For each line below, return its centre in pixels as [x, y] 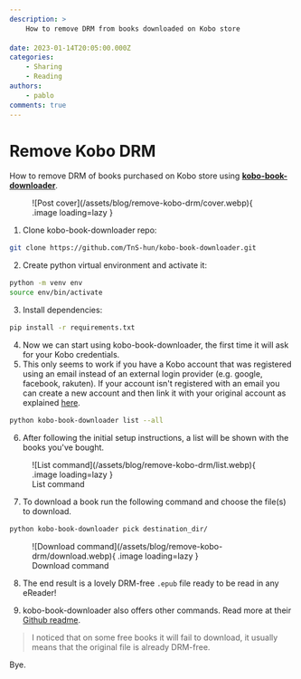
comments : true [38, 105]
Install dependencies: [62, 310]
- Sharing [44, 67]
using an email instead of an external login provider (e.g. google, [142, 373]
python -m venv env [46, 283]
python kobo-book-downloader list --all [87, 420]
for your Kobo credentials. [71, 354]
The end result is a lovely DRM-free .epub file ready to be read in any [150, 583]
